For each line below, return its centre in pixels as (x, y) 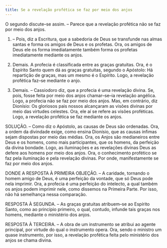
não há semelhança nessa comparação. (46, 194)
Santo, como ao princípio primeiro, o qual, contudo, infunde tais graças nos (83, 209)
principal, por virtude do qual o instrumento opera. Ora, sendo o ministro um (83, 230)
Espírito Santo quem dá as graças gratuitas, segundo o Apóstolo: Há (83, 70)
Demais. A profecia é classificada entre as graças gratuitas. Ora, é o (82, 64)
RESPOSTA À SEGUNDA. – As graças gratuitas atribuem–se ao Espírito (78, 204)
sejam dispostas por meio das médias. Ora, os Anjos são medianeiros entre (83, 137)
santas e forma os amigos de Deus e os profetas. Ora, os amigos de (82, 44)
